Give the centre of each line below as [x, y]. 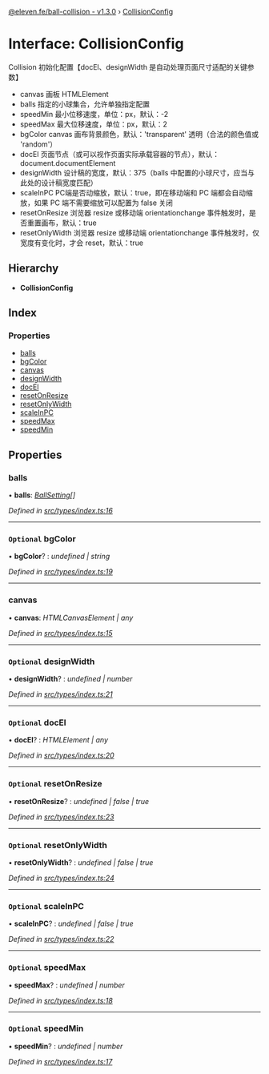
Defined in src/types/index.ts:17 [60, 1061]
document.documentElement [68, 163]
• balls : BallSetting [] [42, 495]
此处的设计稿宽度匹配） [58, 183]
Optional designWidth [52, 662]
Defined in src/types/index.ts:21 [61, 694]
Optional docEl [37, 722]
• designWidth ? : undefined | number [70, 679]
